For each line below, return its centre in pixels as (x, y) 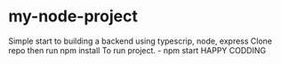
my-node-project (73, 16)
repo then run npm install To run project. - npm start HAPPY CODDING (137, 50)
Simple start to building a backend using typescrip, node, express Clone (140, 41)
